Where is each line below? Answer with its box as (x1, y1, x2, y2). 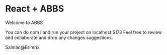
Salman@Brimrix (5, 44, 40, 50)
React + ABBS (5, 3, 64, 14)
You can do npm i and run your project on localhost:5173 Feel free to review (5, 29, 162, 35)
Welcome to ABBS (5, 19, 43, 25)
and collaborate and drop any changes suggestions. (5, 34, 113, 40)
